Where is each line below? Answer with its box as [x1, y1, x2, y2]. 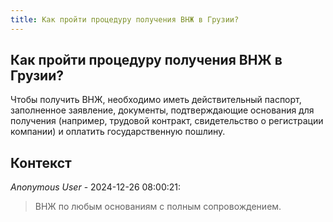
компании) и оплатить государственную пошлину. [10, 126, 226, 138]
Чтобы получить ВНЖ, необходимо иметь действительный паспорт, [10, 94, 302, 106]
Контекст [10, 154, 72, 171]
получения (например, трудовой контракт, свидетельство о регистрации [10, 115, 324, 127]
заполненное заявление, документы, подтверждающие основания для [10, 104, 315, 116]
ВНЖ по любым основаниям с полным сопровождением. [34, 201, 282, 213]
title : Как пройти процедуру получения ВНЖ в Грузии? [10, 14, 240, 25]
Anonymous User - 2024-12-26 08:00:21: [10, 181, 182, 193]
